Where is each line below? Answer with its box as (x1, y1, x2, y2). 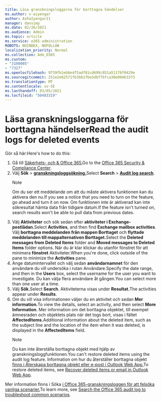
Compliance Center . (12, 165, 52, 171)
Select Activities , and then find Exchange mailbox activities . (34, 224, 156, 230)
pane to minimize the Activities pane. (12, 255, 87, 261)
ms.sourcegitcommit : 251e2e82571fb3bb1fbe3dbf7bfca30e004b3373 (5, 75, 135, 80)
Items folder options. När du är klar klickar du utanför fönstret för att (12, 245, 148, 251)
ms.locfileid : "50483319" (5, 93, 57, 98)
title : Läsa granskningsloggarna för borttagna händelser (5, 7, 124, 12)
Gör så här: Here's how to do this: (5, 151, 71, 156)
